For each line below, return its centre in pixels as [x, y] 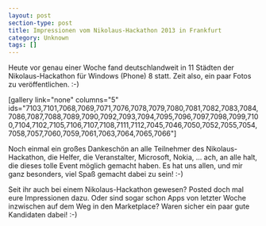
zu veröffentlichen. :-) [44, 85]
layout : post [30, 15]
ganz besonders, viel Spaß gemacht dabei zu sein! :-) [96, 174]
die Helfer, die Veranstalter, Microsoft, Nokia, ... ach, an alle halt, [152, 157]
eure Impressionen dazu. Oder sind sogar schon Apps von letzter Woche [127, 198]
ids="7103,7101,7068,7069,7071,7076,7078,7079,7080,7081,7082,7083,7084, [133, 109]
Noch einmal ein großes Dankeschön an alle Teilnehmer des [106, 149]
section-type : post [40, 23]
